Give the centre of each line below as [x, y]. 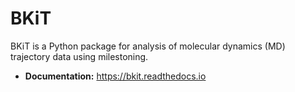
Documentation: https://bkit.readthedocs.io [115, 76]
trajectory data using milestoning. [79, 56]
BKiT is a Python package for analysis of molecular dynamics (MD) [148, 46]
